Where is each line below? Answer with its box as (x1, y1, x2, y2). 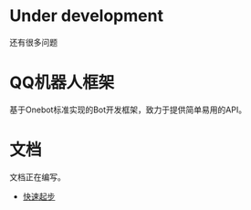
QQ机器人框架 (9, 72, 115, 93)
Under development (9, 5, 164, 26)
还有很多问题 (9, 37, 58, 47)
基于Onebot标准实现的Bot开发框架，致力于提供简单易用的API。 (9, 104, 247, 115)
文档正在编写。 (9, 171, 66, 183)
